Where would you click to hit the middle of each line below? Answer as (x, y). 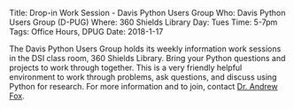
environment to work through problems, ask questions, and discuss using (143, 77)
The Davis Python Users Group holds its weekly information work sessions (145, 49)
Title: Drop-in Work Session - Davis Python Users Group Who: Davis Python (147, 13)
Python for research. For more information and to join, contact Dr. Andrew (143, 86)
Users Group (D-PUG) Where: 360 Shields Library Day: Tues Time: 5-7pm (143, 22)
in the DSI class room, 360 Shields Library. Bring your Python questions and (147, 58)
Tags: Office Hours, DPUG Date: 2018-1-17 (86, 31)
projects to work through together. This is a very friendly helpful (126, 67)
